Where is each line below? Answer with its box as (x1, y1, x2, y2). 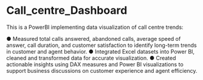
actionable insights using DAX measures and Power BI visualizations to (6, 61, 184, 68)
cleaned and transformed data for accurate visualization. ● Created (6, 54, 176, 61)
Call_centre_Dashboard (6, 4, 128, 17)
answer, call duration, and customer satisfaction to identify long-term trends (6, 42, 197, 49)
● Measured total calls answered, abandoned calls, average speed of (6, 35, 181, 42)
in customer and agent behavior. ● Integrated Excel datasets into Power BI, (6, 48, 195, 55)
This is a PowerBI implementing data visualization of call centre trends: (6, 23, 184, 31)
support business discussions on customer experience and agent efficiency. (6, 67, 198, 74)
